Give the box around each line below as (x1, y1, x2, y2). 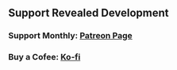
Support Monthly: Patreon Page (8, 30, 133, 41)
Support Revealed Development (8, 6, 169, 20)
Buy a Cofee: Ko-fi (8, 52, 81, 63)
